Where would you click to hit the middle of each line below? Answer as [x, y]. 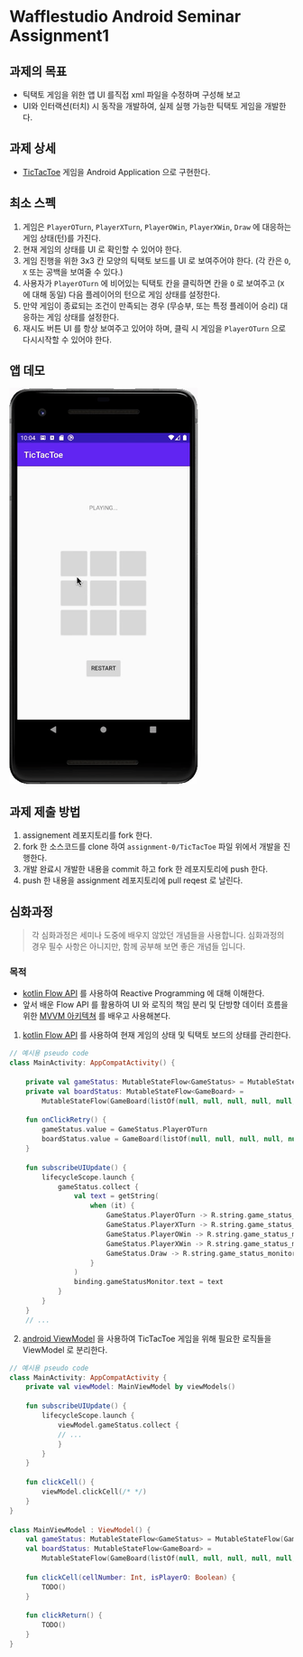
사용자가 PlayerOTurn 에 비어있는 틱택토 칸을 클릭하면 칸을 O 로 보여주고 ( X [153, 283]
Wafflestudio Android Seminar [125, 17]
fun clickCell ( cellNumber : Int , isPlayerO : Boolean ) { [131, 1578]
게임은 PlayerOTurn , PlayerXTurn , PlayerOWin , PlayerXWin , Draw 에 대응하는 [156, 227]
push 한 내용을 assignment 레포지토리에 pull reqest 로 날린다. [133, 880]
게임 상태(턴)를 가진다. [61, 237]
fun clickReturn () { [64, 1615]
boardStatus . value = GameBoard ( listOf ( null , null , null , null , [163, 1140]
